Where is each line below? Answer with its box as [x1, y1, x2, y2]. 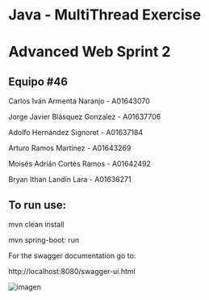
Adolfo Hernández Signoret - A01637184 [8, 128, 144, 137]
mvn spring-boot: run [8, 235, 79, 244]
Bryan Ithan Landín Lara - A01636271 [8, 175, 132, 184]
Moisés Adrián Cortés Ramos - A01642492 [8, 159, 152, 169]
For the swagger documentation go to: [8, 251, 136, 260]
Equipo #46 [8, 74, 69, 88]
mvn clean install [8, 220, 65, 229]
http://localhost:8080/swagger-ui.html [8, 267, 136, 276]
